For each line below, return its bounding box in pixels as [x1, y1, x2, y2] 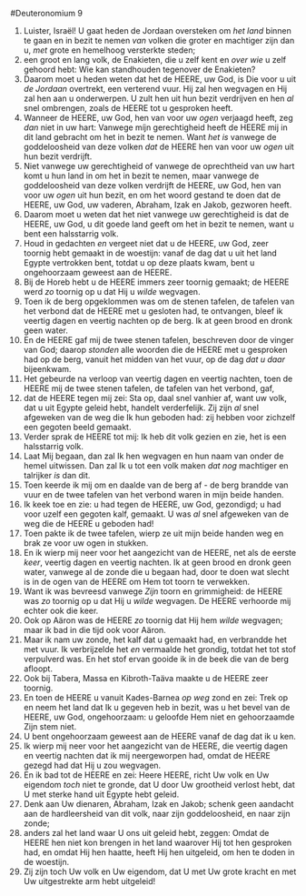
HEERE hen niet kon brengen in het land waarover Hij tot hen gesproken [23, 837, 292, 848]
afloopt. [23, 663, 54, 674]
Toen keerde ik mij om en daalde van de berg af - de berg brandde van [23, 479, 289, 490]
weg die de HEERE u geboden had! [23, 518, 154, 529]
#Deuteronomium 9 [10, 8, 83, 18]
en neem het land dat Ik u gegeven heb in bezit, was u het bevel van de [23, 702, 291, 712]
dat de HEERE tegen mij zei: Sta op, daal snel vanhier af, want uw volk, [23, 393, 287, 403]
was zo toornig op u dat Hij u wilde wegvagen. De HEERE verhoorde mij [23, 596, 291, 606]
